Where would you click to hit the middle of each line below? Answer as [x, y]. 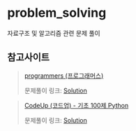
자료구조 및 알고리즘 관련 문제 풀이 [54, 33]
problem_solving [57, 13]
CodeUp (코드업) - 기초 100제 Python [76, 105]
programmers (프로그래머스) [64, 76]
